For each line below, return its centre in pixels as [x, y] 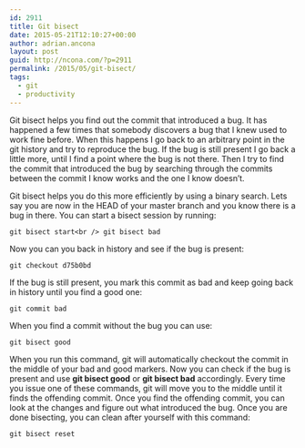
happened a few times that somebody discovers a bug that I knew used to [148, 129]
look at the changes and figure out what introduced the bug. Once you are [149, 407]
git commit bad [38, 309]
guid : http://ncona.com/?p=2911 [71, 60]
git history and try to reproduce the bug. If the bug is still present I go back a [152, 149]
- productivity [46, 94]
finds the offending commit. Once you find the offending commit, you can [147, 398]
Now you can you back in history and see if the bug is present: [127, 249]
